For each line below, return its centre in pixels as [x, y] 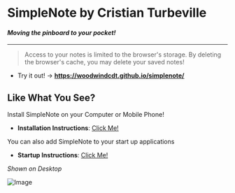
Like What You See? [51, 98]
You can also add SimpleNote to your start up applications [91, 142]
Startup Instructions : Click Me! [63, 155]
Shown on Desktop [35, 169]
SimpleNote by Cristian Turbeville [107, 13]
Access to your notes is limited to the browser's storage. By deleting [123, 55]
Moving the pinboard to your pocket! [62, 32]
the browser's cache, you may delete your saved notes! [104, 62]
